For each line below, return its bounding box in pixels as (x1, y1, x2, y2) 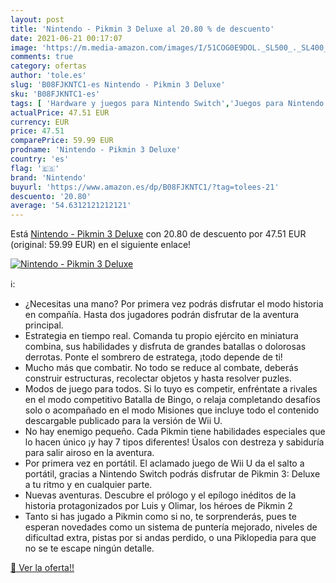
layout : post (10, 14, 65, 25)
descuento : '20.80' (10, 191, 92, 201)
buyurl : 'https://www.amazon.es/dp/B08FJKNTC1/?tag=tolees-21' (10, 182, 280, 192)
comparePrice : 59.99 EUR (10, 136, 114, 146)
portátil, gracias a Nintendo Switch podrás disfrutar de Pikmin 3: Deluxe (24, 468, 321, 480)
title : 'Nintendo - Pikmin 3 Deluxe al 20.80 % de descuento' (10, 24, 275, 34)
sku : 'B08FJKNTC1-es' (10, 89, 101, 99)
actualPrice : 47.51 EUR (10, 107, 110, 118)
